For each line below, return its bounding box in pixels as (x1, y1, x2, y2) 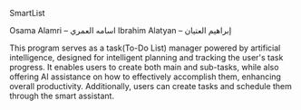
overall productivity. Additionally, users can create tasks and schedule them (9, 81, 293, 91)
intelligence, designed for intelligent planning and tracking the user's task (9, 52, 284, 62)
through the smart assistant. (9, 90, 115, 101)
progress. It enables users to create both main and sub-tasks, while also (9, 62, 279, 72)
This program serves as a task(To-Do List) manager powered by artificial (9, 42, 281, 53)
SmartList (9, 8, 45, 18)
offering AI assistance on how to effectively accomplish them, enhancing (9, 71, 281, 82)
